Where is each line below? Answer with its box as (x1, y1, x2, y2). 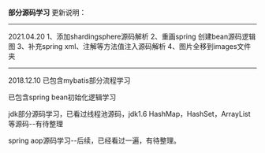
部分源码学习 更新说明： (8, 8, 87, 17)
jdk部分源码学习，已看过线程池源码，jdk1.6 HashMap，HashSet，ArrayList (8, 110, 251, 118)
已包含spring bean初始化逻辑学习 (8, 92, 117, 102)
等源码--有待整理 (8, 119, 63, 129)
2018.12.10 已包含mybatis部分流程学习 (8, 76, 131, 85)
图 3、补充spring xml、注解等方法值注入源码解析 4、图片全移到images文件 (8, 42, 252, 50)
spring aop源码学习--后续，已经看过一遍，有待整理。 (8, 136, 181, 145)
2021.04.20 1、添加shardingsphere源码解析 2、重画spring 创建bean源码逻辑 (8, 32, 256, 41)
